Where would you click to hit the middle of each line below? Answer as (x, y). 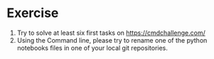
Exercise (33, 13)
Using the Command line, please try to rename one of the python (112, 40)
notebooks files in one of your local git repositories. (92, 48)
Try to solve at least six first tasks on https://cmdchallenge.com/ (111, 33)
